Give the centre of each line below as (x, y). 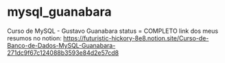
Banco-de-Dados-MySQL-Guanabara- (61, 45)
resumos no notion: (34, 38)
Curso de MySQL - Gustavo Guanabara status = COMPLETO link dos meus (113, 31)
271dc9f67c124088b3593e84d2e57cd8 (63, 53)
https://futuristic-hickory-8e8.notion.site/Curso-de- (136, 38)
